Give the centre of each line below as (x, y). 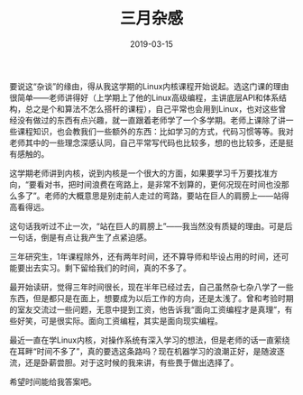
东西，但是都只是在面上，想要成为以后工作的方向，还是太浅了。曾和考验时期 (151, 298)
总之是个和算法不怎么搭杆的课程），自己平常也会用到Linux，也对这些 (151, 108)
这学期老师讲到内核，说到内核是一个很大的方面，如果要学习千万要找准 (140, 173)
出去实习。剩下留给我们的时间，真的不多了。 (108, 268)
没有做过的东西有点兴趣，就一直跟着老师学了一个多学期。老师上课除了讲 (151, 120)
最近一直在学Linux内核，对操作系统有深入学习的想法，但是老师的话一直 (142, 340)
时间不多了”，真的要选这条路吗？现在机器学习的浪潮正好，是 (149, 351)
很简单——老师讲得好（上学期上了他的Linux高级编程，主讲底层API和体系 (144, 97)
